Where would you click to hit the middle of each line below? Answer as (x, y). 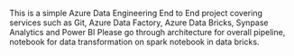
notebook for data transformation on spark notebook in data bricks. (134, 42)
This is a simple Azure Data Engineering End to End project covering (136, 13)
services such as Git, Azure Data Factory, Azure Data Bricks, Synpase (139, 23)
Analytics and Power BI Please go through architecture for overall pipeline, (147, 32)
